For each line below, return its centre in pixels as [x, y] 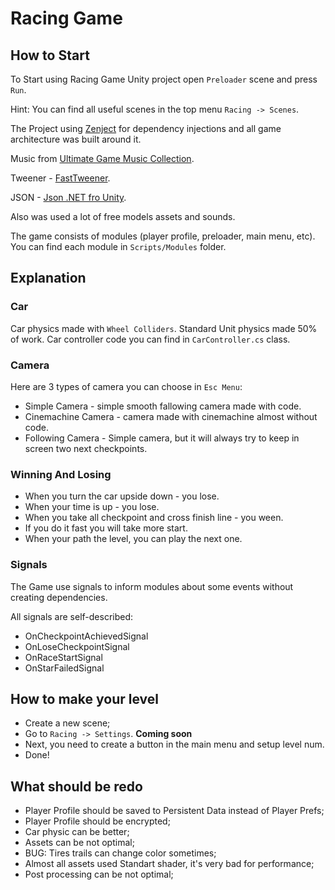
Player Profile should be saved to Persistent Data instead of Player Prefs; [174, 811]
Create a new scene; [67, 723]
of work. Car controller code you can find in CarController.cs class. [150, 339]
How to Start [50, 55]
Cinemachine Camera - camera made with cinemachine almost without [171, 416]
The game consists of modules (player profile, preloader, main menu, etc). [163, 236]
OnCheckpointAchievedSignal [86, 636]
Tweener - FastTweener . [60, 178]
